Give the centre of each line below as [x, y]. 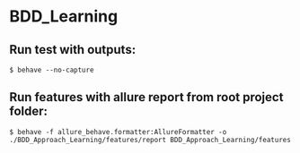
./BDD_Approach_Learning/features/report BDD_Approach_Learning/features [150, 140]
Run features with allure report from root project [146, 97]
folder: [28, 111]
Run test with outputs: [73, 50]
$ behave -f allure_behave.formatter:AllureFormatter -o [118, 132]
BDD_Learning [64, 17]
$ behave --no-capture [52, 70]
